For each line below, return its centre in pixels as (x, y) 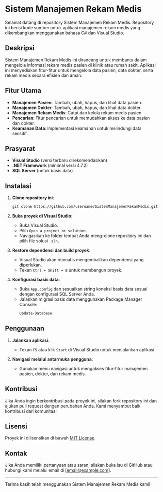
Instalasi (18, 186)
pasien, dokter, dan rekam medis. (53, 374)
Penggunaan (25, 329)
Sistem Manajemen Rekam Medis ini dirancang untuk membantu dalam (76, 60)
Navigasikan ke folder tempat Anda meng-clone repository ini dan (85, 236)
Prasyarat (20, 149)
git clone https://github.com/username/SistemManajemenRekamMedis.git (85, 207)
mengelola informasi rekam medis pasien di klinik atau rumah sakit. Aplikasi (81, 65)
